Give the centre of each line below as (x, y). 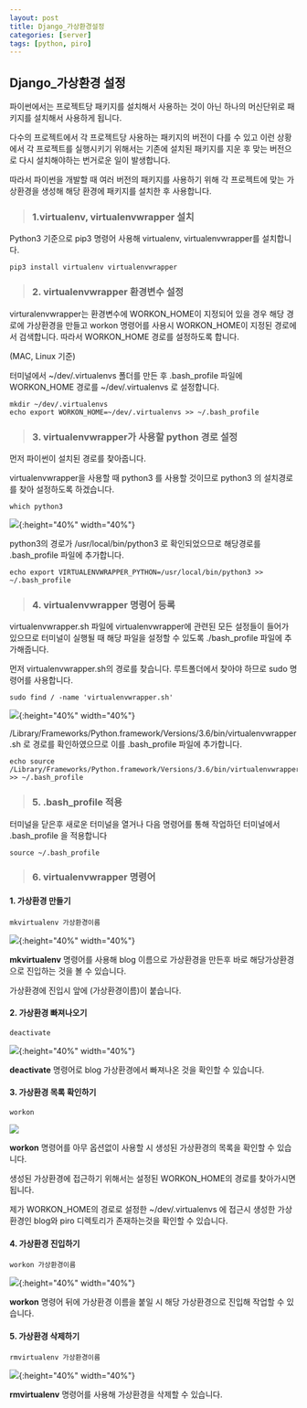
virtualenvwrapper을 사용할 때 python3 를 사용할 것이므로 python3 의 (136, 477)
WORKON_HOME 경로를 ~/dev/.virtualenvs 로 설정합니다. (115, 387)
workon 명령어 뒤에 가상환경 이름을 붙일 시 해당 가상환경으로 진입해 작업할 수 (147, 1302)
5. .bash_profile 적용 (77, 803)
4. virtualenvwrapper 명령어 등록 (103, 604)
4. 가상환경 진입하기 (45, 1243)
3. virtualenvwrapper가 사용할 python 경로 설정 (134, 437)
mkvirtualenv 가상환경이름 (55, 923)
